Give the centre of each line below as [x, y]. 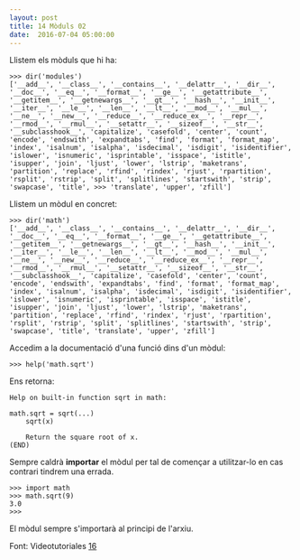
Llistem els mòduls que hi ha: [63, 61]
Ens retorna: [32, 381]
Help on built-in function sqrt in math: [88, 398]
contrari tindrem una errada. [62, 471]
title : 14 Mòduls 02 [48, 26]
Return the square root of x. [82, 438]
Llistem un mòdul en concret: [64, 204]
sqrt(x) [40, 422]
